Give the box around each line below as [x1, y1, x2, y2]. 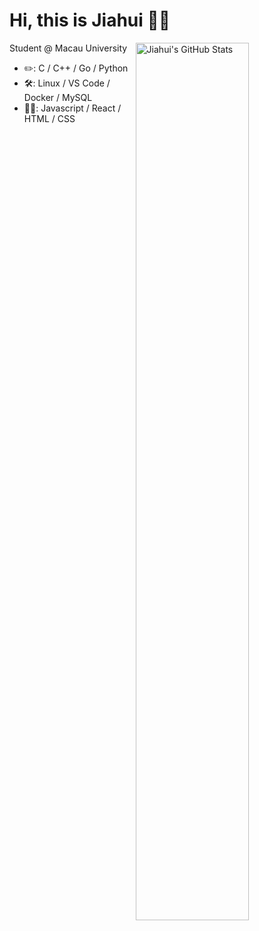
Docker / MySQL [23, 91, 93, 103]
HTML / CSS [23, 112, 76, 124]
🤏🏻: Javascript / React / [23, 102, 122, 114]
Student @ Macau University [9, 42, 128, 54]
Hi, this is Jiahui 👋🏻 [9, 9, 171, 32]
